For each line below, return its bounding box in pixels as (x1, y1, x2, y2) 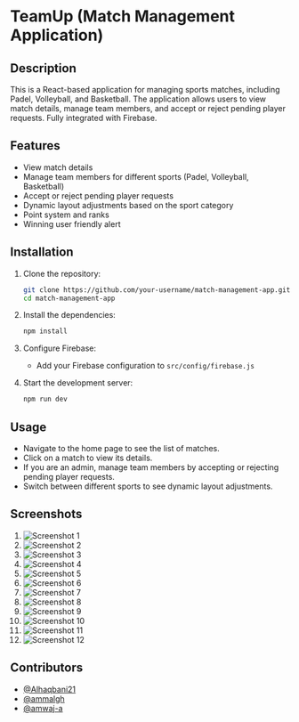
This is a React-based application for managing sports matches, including (10, 85, 280, 94)
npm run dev (22, 394, 68, 404)
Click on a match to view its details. (22, 452, 153, 463)
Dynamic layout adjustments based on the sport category (22, 199, 234, 210)
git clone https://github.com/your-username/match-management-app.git (22, 285, 291, 295)
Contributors (10, 661, 84, 676)
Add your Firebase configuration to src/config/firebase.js (36, 361, 255, 371)
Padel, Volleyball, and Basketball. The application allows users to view (10, 93, 266, 104)
